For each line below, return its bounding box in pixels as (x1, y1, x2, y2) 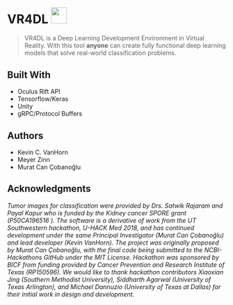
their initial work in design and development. (7, 290, 135, 298)
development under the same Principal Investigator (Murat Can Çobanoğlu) (7, 231, 225, 239)
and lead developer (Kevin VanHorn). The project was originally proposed (7, 238, 219, 247)
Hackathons (7, 253, 42, 261)
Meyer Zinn (17, 156, 51, 164)
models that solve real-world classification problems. (24, 49, 177, 57)
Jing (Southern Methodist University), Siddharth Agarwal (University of (7, 275, 211, 283)
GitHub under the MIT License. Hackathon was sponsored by (43, 253, 220, 261)
